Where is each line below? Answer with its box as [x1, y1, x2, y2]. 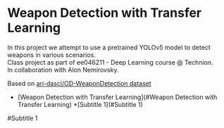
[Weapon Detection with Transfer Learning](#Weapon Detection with [17, 93, 218, 101]
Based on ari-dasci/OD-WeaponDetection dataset [7, 79, 151, 87]
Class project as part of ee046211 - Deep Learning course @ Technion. [7, 58, 213, 66]
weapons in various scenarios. [7, 51, 97, 59]
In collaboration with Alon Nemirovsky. [7, 65, 119, 74]
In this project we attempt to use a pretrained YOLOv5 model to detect [7, 43, 211, 51]
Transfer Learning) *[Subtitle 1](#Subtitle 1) [17, 100, 143, 108]
